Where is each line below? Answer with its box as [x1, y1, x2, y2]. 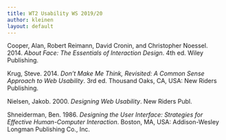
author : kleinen [7, 16, 54, 23]
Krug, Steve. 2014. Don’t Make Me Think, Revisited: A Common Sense [7, 69, 205, 78]
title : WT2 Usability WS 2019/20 [7, 10, 103, 17]
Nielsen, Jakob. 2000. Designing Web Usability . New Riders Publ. [7, 97, 192, 106]
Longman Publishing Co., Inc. [7, 125, 91, 134]
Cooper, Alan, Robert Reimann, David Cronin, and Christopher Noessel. [7, 42, 208, 50]
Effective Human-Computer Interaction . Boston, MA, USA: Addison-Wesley [7, 118, 220, 126]
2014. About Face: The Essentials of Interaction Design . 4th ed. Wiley [7, 49, 204, 57]
